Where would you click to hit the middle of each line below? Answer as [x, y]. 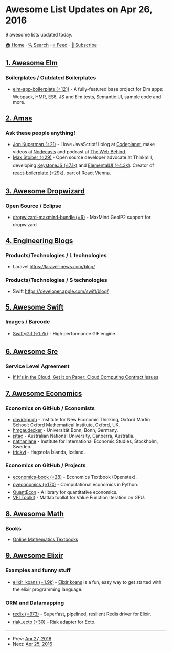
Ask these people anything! [40, 133]
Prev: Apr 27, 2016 [32, 639]
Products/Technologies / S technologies [56, 280]
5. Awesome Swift [35, 307]
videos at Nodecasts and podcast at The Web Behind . [70, 152]
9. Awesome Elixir [34, 556]
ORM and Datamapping [35, 603]
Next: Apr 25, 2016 [33, 644]
